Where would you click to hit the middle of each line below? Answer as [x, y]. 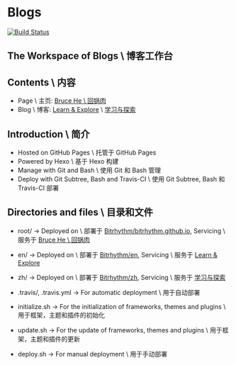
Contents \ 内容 [41, 82]
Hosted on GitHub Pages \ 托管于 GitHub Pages [87, 152]
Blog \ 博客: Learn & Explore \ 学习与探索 [77, 110]
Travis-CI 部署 [38, 188]
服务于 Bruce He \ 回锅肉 [54, 240]
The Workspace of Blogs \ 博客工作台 [90, 56]
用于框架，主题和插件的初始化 [61, 315]
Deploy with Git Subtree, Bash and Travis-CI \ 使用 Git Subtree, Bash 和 [121, 179]
